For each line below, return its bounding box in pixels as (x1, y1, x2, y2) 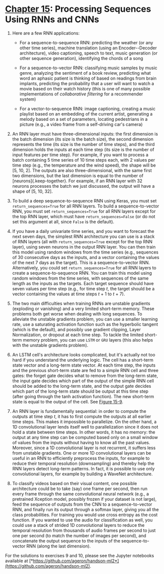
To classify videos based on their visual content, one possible (12, 480, 137, 486)
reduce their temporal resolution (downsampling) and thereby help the (12, 460, 155, 466)
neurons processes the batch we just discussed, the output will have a (12, 183, 155, 189)
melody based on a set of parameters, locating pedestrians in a (19, 116, 148, 122)
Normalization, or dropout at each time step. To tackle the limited (12, 332, 144, 338)
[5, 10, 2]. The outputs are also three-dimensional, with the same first (12, 167, 152, 173)
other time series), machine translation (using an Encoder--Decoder (19, 45, 157, 51)
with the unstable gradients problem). (12, 342, 88, 348)
